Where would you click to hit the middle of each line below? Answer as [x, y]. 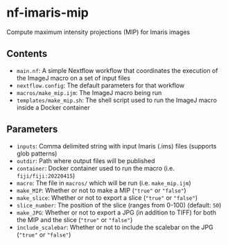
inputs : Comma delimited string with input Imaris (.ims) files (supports [116, 146]
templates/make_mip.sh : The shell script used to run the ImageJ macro [117, 100]
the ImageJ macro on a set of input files [73, 78]
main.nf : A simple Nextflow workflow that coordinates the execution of [117, 70]
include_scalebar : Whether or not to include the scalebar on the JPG [115, 227]
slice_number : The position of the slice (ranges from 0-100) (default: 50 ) [119, 205]
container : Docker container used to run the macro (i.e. [95, 168]
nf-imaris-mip [48, 13]
